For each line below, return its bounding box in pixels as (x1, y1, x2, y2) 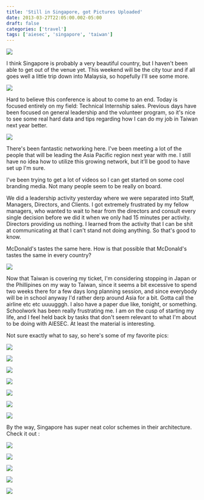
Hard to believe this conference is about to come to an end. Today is (6, 96, 178, 104)
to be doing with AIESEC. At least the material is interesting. (6, 320, 156, 328)
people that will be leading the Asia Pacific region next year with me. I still (6, 152, 191, 159)
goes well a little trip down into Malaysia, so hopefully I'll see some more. (6, 72, 190, 80)
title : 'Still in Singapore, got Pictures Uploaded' (6, 9, 143, 15)
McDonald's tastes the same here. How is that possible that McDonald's (6, 245, 187, 253)
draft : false (6, 20, 40, 26)
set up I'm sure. (6, 164, 46, 172)
